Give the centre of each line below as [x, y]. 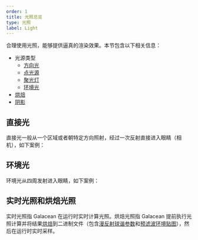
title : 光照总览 [24, 17]
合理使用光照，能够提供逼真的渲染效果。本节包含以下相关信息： [83, 45]
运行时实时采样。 [37, 231]
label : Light [22, 28]
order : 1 [17, 11]
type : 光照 [19, 22]
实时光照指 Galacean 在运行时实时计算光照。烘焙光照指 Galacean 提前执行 [96, 216]
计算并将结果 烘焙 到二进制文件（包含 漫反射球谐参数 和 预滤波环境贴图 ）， [98, 224]
